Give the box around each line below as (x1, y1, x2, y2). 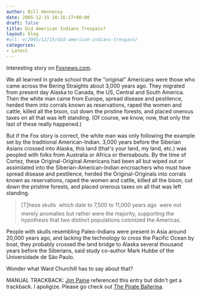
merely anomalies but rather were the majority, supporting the (20, 210, 175, 217)
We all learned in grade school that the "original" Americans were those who (6, 75, 196, 83)
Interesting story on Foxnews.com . (6, 64, 92, 71)
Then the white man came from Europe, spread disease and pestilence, (6, 95, 183, 102)
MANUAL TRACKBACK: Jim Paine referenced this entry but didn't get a (6, 276, 182, 283)
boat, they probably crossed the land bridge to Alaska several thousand (6, 240, 183, 247)
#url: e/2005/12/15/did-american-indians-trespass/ (6, 37, 138, 43)
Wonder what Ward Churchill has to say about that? (6, 265, 133, 272)
